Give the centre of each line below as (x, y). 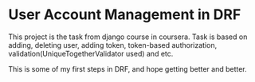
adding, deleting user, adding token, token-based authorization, (113, 45)
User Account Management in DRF (125, 15)
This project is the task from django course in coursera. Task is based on (128, 37)
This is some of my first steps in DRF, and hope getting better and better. (127, 68)
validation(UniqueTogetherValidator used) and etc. (91, 53)
